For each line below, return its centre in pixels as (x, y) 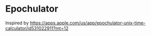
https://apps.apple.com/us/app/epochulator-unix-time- (88, 23)
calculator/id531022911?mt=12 (37, 28)
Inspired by (17, 23)
